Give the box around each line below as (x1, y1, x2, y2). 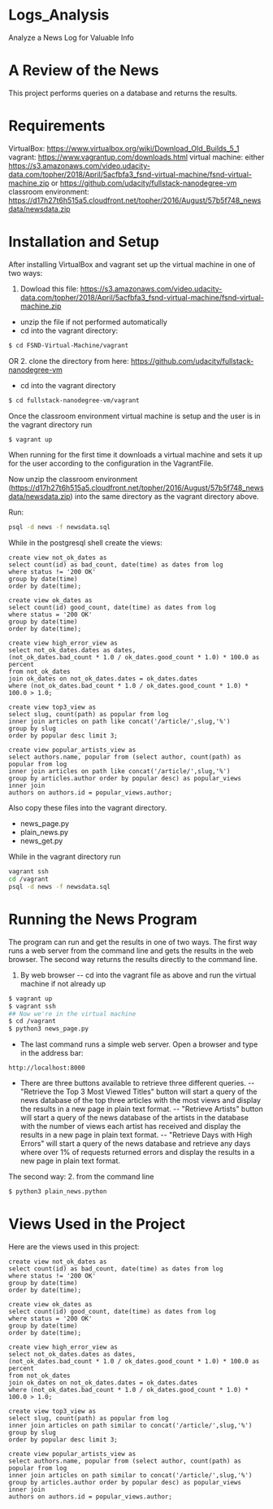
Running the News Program (8, 910, 197, 929)
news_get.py (19, 836, 63, 846)
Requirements (8, 116, 106, 135)
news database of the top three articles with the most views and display (19, 1096, 262, 1105)
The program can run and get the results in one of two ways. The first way (8, 937, 258, 947)
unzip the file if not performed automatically (19, 317, 168, 326)
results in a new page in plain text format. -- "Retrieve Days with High (19, 1130, 253, 1140)
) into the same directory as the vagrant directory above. (70, 492, 259, 501)
